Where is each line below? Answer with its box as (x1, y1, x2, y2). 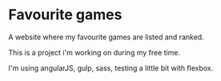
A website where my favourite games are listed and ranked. (8, 32, 204, 42)
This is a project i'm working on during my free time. (8, 47, 181, 57)
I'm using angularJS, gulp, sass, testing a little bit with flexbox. (8, 63, 214, 73)
